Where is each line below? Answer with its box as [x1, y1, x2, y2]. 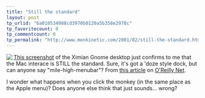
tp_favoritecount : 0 [6, 25, 59, 32]
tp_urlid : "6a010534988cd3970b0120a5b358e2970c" [6, 20, 132, 26]
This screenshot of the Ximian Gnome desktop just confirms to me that [13, 54, 192, 60]
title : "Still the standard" [6, 8, 81, 15]
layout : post [6, 15, 40, 21]
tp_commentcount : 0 [6, 31, 56, 38]
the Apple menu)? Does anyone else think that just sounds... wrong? [6, 85, 178, 91]
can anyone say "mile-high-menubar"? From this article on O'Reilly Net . [6, 67, 186, 73]
